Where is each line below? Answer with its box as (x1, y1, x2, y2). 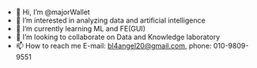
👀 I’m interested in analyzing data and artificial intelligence (15, 16, 206, 25)
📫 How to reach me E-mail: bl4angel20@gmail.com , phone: (15, 41, 212, 50)
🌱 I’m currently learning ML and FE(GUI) (15, 24, 146, 33)
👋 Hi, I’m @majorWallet (15, 8, 91, 16)
